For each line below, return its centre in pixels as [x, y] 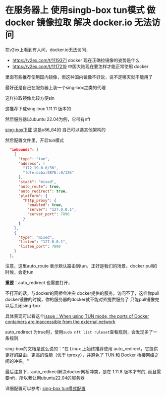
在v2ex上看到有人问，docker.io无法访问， [48, 50]
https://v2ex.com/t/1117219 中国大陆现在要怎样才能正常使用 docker [80, 66]
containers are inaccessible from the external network [60, 322]
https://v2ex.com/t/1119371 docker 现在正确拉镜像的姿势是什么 [76, 60]
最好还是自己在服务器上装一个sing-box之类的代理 [55, 87]
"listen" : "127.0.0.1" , [43, 242]
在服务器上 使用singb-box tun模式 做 [80, 10]
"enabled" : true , [45, 205]
